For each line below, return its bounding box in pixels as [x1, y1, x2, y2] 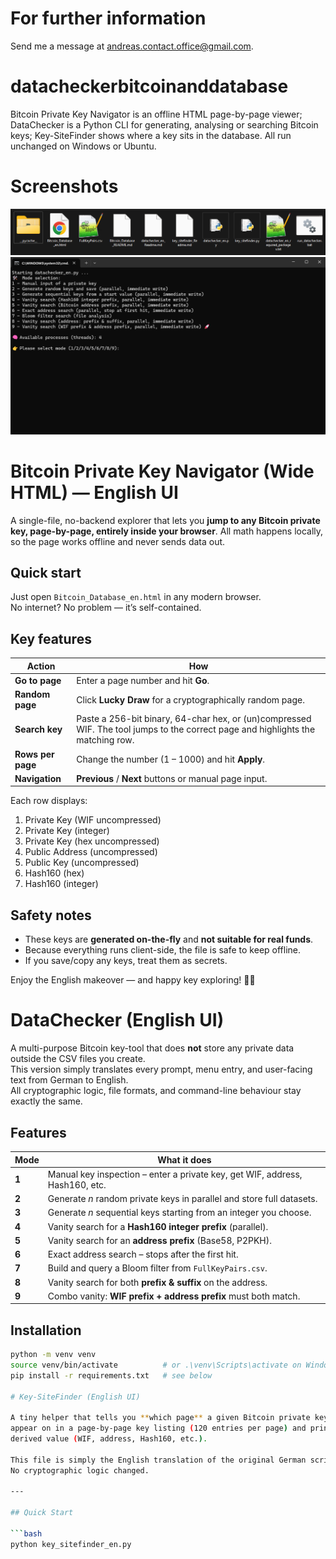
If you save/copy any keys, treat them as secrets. [24, 955, 228, 967]
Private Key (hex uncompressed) [24, 835, 160, 847]
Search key [14, 723, 63, 736]
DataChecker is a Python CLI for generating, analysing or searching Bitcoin [10, 118, 319, 131]
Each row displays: [10, 795, 88, 807]
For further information [10, 7, 207, 30]
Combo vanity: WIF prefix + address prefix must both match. [47, 1290, 301, 1302]
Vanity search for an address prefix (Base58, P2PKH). [47, 1234, 272, 1246]
